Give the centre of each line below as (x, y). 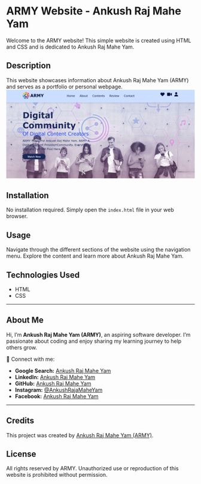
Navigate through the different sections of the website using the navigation (98, 250)
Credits (20, 421)
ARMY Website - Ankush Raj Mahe (94, 11)
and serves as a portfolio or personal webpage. (64, 86)
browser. (17, 216)
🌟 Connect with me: (31, 359)
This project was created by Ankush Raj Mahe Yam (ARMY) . (80, 435)
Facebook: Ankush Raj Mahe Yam (57, 396)
